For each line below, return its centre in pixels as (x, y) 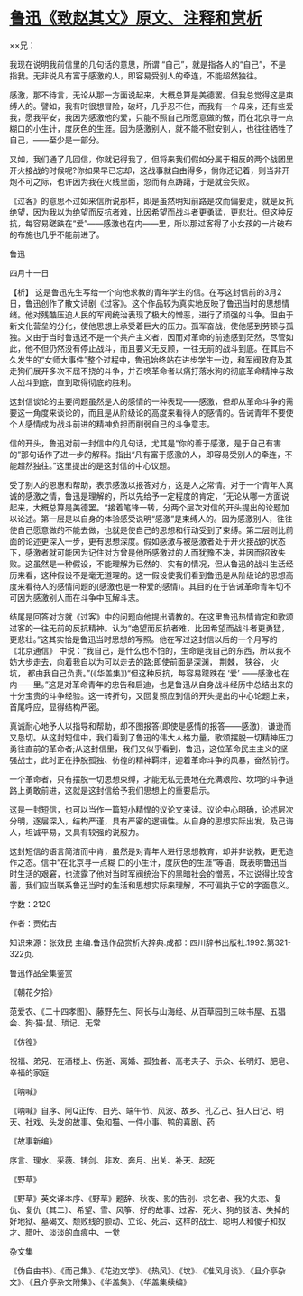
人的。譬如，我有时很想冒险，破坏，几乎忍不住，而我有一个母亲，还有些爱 (155, 106)
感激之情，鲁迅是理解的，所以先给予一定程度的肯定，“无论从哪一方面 (153, 496)
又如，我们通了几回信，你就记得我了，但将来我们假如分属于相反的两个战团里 (151, 159)
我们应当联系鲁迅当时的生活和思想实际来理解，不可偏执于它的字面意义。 (159, 885)
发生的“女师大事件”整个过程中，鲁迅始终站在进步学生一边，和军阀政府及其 (155, 359)
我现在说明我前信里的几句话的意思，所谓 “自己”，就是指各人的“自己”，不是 (148, 64)
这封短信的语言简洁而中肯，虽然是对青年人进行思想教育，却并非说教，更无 (147, 851)
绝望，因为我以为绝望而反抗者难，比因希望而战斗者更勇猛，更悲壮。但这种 (147, 212)
